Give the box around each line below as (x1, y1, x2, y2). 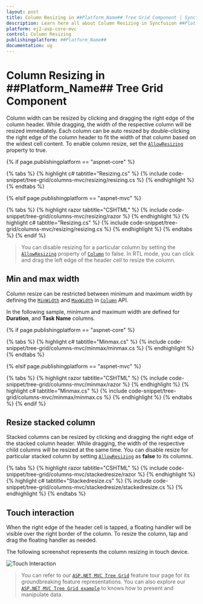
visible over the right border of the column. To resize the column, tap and (6, 530, 188, 537)
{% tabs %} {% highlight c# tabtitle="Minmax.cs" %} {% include (6, 338, 167, 345)
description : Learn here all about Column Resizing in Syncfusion (6, 20, 177, 26)
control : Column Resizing (6, 31, 71, 37)
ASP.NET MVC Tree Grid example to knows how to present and (21, 585, 174, 592)
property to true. (6, 146, 47, 154)
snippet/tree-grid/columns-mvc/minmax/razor (6, 380, 121, 388)
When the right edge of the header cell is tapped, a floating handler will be (6, 524, 192, 531)
